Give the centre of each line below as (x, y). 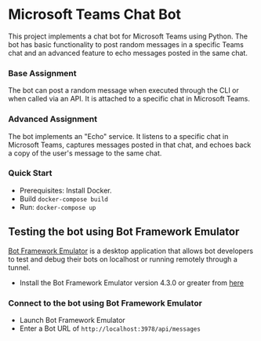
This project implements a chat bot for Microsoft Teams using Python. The (128, 36)
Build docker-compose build (63, 199)
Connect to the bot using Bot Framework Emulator (105, 302)
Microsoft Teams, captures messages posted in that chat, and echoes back (130, 145)
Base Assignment (42, 73)
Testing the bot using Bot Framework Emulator (124, 232)
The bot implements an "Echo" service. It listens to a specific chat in (118, 136)
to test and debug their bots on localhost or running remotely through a (123, 259)
